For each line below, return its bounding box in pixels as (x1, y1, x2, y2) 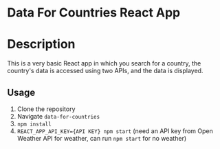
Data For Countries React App (7, 5, 181, 21)
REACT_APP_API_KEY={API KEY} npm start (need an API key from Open (16, 126, 213, 135)
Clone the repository (16, 105, 76, 113)
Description (7, 37, 76, 52)
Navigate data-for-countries (16, 112, 100, 120)
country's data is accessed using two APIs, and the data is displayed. (7, 67, 203, 75)
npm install (16, 121, 52, 128)
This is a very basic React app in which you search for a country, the (7, 59, 201, 68)
